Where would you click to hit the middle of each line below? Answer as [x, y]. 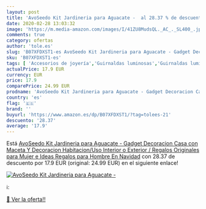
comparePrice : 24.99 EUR [38, 86]
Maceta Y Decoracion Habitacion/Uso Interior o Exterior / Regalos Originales [103, 150]
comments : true [26, 35]
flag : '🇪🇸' [21, 103]
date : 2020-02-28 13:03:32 [41, 23]
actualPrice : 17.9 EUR [35, 69]
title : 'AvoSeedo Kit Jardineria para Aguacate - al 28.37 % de [91, 18]
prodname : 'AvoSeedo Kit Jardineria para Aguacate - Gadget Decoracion [100, 92]
